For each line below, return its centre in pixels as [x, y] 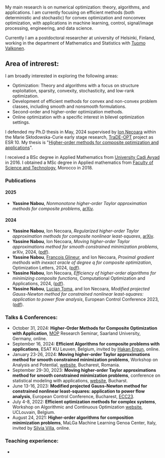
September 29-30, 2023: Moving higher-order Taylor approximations [84, 370]
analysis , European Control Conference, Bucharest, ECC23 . [73, 397]
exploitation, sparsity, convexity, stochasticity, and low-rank [73, 91]
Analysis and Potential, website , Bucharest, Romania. [66, 365]
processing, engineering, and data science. [49, 28]
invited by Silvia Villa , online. [41, 428]
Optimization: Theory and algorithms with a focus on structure [76, 85]
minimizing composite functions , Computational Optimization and [79, 278]
